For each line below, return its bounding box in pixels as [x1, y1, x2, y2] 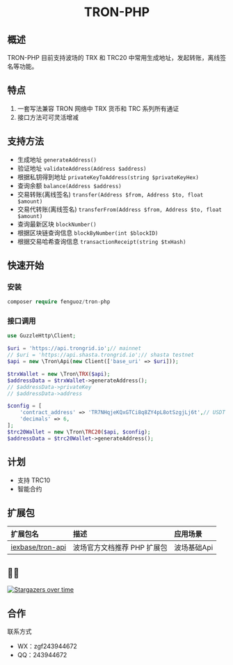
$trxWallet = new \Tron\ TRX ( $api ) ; [7, 370, 111, 377]
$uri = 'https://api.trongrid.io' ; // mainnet [7, 345, 141, 352]
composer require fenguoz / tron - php [7, 298, 111, 305]
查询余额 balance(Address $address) [17, 181, 122, 190]
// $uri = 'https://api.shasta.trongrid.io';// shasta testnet [7, 351, 195, 359]
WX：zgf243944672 [17, 642, 78, 650]
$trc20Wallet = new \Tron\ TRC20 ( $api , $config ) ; [7, 428, 151, 436]
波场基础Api [174, 543, 214, 553]
